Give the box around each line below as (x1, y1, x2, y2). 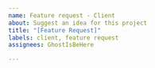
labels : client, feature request (8, 33, 119, 42)
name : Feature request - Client (8, 11, 115, 20)
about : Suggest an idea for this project (8, 19, 148, 27)
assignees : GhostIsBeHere (8, 41, 94, 49)
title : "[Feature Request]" (8, 26, 102, 34)
